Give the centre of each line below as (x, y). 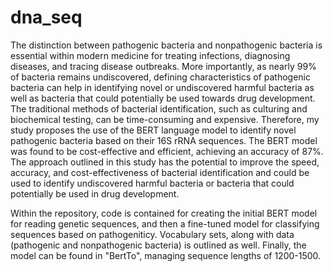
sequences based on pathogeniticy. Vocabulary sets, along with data (152, 234)
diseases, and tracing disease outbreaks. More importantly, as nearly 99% (163, 66)
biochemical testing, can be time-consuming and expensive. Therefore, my (165, 119)
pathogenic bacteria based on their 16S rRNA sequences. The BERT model (164, 140)
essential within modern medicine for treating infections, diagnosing (150, 55)
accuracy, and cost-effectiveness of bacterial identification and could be (160, 172)
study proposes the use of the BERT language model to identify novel (153, 130)
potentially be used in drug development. (95, 193)
